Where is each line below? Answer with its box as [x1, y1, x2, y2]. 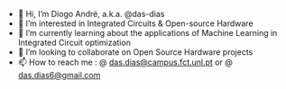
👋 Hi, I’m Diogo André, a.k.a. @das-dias [17, 9, 165, 19]
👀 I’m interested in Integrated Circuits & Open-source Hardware [17, 18, 254, 29]
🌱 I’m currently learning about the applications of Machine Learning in [17, 28, 278, 38]
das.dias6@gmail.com [17, 70, 101, 80]
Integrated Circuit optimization [17, 37, 131, 48]
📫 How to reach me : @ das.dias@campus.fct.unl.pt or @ [17, 57, 233, 67]
